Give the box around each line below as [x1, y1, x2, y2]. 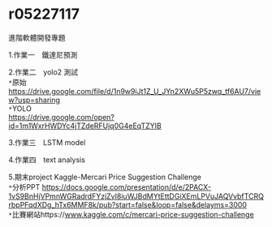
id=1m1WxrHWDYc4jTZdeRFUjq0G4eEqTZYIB [8, 121, 162, 131]
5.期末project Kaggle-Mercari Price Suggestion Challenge [8, 172, 201, 182]
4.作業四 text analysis [8, 155, 85, 165]
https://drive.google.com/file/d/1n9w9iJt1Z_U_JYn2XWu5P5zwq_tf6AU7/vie [8, 86, 261, 96]
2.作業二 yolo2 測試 [8, 66, 79, 77]
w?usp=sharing [8, 95, 61, 105]
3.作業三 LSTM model [8, 137, 86, 147]
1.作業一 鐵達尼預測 [8, 49, 78, 59]
